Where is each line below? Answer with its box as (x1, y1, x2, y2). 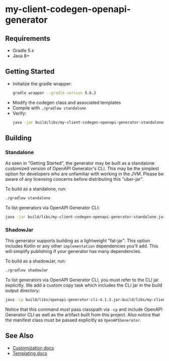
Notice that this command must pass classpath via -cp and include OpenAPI (5, 306, 162, 312)
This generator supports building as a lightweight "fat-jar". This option (5, 237, 150, 244)
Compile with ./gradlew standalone (12, 104, 87, 111)
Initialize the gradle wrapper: (12, 80, 72, 86)
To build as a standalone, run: (5, 186, 67, 192)
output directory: (5, 288, 40, 294)
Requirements (5, 34, 50, 43)
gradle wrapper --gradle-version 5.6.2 (12, 90, 97, 95)
